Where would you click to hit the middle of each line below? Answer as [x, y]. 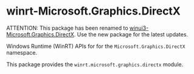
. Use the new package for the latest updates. [131, 34]
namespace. [22, 52]
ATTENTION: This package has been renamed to [68, 28]
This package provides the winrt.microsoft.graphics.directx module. [95, 64]
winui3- [139, 28]
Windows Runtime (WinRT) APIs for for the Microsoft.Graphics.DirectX [96, 46]
